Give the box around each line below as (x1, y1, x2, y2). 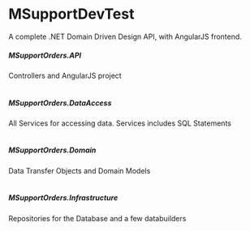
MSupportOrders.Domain (8, 145, 97, 155)
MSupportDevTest (8, 5, 135, 24)
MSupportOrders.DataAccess (8, 98, 112, 108)
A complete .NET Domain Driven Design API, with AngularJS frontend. (8, 32, 242, 41)
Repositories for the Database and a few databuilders (8, 213, 187, 223)
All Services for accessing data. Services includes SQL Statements (8, 118, 231, 128)
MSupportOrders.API (8, 50, 82, 60)
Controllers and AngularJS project (8, 71, 122, 80)
